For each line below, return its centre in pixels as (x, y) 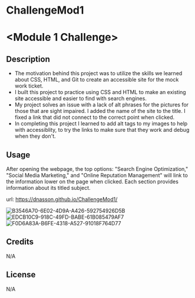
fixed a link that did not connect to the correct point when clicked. (95, 117)
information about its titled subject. (48, 188)
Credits (20, 242)
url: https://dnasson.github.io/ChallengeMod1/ (62, 199)
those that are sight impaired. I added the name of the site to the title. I (100, 111)
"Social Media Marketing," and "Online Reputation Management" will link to (97, 175)
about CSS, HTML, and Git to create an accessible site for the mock (97, 80)
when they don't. (35, 136)
